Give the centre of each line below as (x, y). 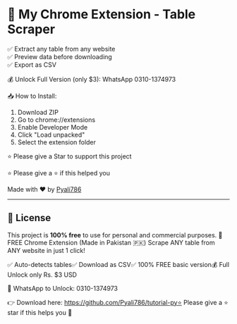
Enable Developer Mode (53, 127)
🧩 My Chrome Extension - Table (102, 14)
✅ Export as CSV (32, 64)
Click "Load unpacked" (51, 135)
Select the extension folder (57, 142)
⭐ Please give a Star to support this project (69, 156)
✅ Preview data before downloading (60, 56)
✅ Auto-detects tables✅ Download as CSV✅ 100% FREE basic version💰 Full (119, 264)
